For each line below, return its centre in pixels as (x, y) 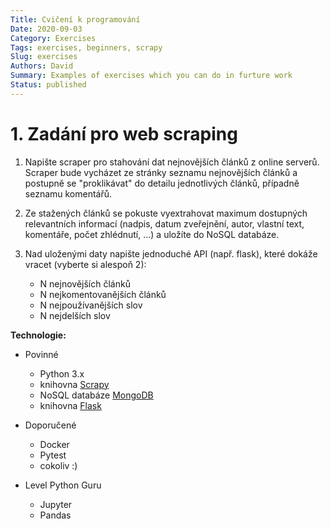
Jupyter (56, 504)
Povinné (41, 354)
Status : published (48, 85)
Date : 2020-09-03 (46, 29)
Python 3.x (62, 373)
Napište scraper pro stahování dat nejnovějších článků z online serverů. (172, 162)
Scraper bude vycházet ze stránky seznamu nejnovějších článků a (161, 172)
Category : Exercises (53, 38)
